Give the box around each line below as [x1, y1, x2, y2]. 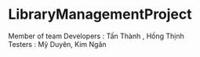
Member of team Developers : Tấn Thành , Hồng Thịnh [8, 31, 184, 41]
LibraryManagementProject [8, 5, 192, 23]
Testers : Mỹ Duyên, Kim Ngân [8, 39, 107, 48]
